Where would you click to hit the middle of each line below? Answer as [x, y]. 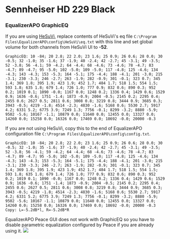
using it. [13, 231]
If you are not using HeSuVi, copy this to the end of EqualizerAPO [74, 128]
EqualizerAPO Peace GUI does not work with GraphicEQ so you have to [80, 220]
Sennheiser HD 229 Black [60, 9]
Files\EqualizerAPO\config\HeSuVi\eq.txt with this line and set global [79, 42]
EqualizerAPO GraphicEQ [37, 25]
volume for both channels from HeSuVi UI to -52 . [57, 47]
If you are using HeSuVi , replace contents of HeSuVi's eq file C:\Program [81, 36]
